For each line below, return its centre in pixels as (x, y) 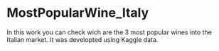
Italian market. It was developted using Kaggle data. (82, 39)
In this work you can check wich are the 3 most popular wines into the (109, 32)
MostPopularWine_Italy (78, 13)
